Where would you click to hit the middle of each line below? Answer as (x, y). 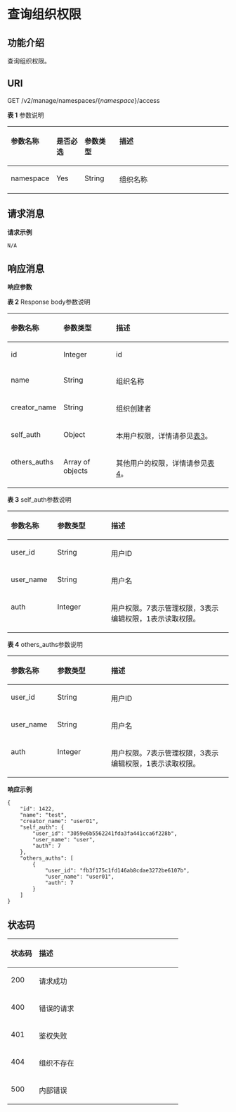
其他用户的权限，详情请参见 (162, 464)
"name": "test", (44, 815)
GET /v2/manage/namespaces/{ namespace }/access (84, 100)
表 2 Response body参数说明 (49, 302)
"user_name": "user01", (79, 877)
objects (75, 471)
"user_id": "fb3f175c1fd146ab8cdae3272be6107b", (117, 871)
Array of (77, 462)
